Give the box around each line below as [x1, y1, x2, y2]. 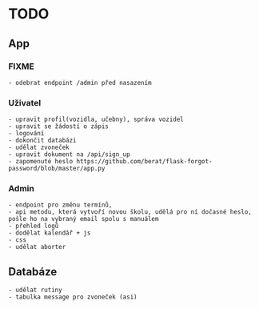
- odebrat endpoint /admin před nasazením [8, 78, 152, 86]
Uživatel [8, 97, 42, 108]
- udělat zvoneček [8, 143, 70, 152]
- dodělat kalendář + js [8, 229, 91, 237]
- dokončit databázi [8, 137, 78, 145]
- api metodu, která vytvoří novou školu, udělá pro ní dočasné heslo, [8, 208, 252, 216]
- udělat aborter [8, 243, 66, 251]
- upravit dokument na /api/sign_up [8, 150, 130, 159]
